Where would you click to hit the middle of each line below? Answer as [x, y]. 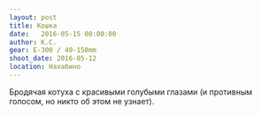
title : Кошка [33, 26]
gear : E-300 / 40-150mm [53, 50]
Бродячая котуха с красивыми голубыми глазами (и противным [131, 92]
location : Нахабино [45, 67]
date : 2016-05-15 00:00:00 [63, 34]
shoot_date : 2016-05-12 [53, 58]
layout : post [33, 17]
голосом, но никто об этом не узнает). [82, 101]
